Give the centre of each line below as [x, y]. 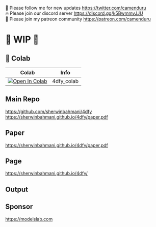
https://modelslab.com [29, 219]
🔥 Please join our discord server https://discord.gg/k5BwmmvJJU [74, 13]
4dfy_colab [66, 81]
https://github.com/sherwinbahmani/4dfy [49, 111]
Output [17, 189]
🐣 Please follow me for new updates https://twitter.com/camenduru [76, 8]
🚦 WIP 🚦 [22, 39]
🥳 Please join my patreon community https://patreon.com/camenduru [78, 19]
